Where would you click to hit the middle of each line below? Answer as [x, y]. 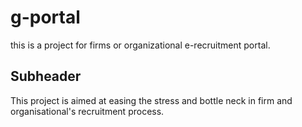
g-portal [45, 17]
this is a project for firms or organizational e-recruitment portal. [140, 45]
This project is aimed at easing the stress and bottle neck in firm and [151, 100]
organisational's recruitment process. [87, 111]
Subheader [46, 76]
